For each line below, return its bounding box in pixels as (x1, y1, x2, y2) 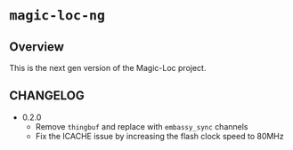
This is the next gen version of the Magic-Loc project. (9, 63, 207, 73)
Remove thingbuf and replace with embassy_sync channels (35, 121, 248, 131)
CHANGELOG (9, 88, 85, 104)
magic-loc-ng (9, 7, 105, 24)
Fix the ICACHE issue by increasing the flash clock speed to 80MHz (35, 130, 284, 141)
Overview (9, 39, 65, 54)
